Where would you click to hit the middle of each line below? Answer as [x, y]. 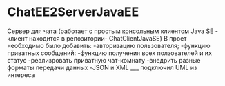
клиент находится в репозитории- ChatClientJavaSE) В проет [97, 38]
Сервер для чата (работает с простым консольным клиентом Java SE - [113, 31]
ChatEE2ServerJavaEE [73, 12]
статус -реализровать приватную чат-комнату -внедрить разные [104, 60]
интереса [21, 75]
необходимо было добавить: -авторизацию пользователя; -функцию [109, 45]
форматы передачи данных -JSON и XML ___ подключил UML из [102, 67]
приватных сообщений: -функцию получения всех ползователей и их [110, 53]
